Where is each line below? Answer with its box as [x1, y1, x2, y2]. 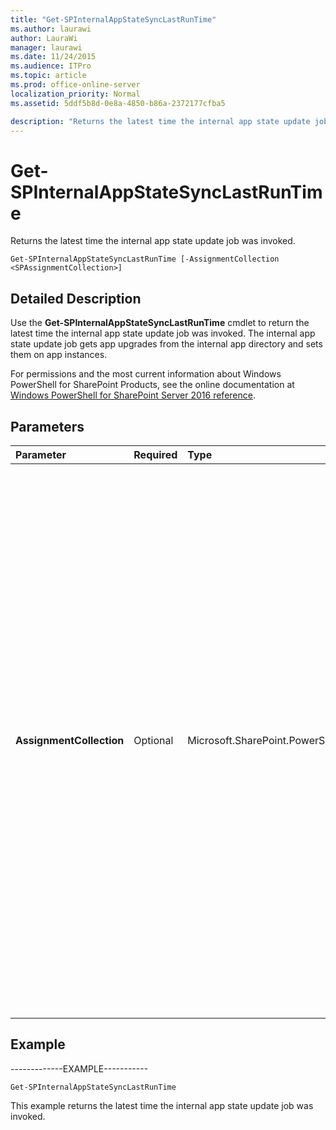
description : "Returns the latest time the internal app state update [10, 116, 311, 126]
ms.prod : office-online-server [10, 80, 141, 90]
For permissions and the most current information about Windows [10, 368, 282, 380]
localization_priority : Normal [10, 89, 141, 99]
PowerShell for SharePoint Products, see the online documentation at [10, 379, 295, 391]
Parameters [10, 418, 85, 435]
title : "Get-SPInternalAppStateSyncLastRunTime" [10, 14, 217, 25]
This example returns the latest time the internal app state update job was [10, 1099, 314, 1111]
